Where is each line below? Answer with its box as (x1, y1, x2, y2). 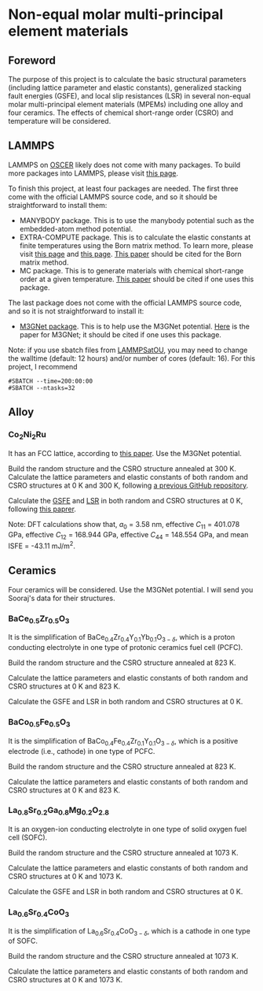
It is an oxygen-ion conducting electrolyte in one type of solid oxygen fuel (8, 825, 247, 834)
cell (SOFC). (8, 833, 48, 842)
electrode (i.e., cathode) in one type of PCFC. (8, 746, 155, 755)
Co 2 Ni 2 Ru (8, 429, 47, 442)
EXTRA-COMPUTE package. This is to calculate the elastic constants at (19, 232, 251, 242)
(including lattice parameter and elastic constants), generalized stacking (8, 83, 242, 92)
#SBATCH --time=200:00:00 (8, 377, 93, 385)
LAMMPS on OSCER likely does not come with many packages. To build (8, 160, 241, 169)
